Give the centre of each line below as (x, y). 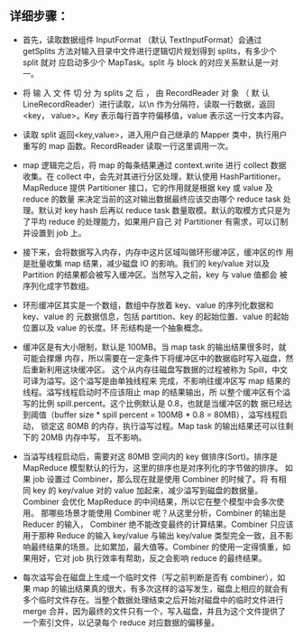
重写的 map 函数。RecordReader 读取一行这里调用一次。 (128, 145)
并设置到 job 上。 (55, 232)
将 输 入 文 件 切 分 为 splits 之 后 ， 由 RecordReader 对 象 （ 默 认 (146, 92)
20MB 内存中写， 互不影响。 (93, 437)
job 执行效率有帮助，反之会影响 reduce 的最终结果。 (170, 557)
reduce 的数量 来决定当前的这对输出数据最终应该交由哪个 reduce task (151, 199)
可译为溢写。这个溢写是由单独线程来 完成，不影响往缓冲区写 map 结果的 (156, 380)
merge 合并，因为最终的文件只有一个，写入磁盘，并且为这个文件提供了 (154, 611)
